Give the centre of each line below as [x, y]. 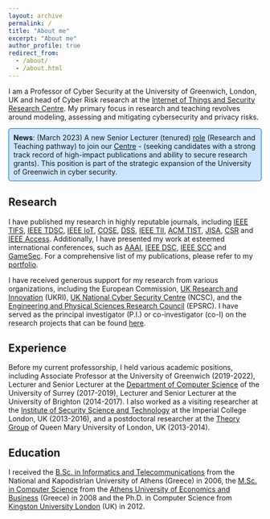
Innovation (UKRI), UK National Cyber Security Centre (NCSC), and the [125, 297]
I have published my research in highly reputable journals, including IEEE [129, 222]
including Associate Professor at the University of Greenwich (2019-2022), [132, 376]
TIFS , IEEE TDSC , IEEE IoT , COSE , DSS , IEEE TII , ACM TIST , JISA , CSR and [131, 230]
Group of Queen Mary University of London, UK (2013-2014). [109, 427]
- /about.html [39, 69]
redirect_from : [34, 53]
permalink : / [30, 23]
